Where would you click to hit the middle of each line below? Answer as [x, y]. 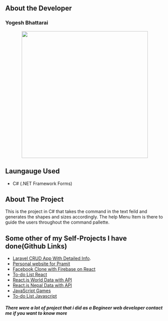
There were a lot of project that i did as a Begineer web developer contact [84, 308]
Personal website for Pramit [41, 264]
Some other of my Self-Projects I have [66, 238]
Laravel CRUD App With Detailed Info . [52, 259]
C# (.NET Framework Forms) [42, 183]
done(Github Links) [36, 246]
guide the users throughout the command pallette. [58, 222]
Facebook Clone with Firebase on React [54, 269]
